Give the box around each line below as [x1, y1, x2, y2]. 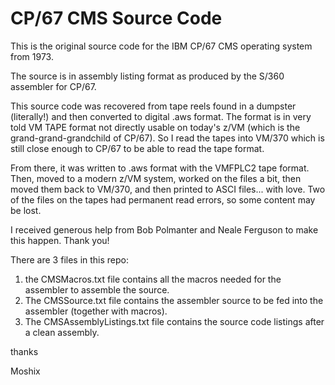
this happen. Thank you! [10, 234, 110, 246]
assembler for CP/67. [10, 80, 97, 92]
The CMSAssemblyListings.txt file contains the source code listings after [24, 315, 325, 327]
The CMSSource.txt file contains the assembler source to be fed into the [24, 294, 324, 306]
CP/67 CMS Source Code [10, 7, 223, 30]
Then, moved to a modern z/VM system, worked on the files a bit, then [10, 172, 302, 184]
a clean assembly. [24, 326, 100, 338]
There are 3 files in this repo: [10, 253, 130, 266]
